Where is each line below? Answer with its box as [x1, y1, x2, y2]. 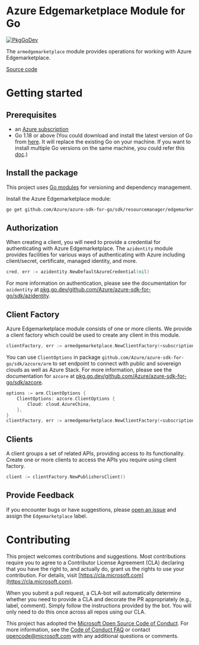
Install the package [6, 168, 78, 178]
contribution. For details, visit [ [6, 572, 81, 579]
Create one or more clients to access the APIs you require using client [6, 456, 176, 463]
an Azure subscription [14, 126, 69, 133]
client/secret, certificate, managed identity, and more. [6, 258, 137, 265]
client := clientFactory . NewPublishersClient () [6, 474, 126, 480]
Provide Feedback [6, 490, 75, 500]
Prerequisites [6, 110, 57, 120]
